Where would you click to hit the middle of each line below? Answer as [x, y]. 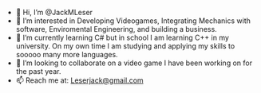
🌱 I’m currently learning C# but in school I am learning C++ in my [123, 37]
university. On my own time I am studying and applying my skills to [125, 46]
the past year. [38, 71]
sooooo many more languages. [67, 54]
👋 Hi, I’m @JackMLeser [54, 12]
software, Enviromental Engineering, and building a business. [116, 29]
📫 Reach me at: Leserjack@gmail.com [79, 80]
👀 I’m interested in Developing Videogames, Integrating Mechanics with [133, 21]
